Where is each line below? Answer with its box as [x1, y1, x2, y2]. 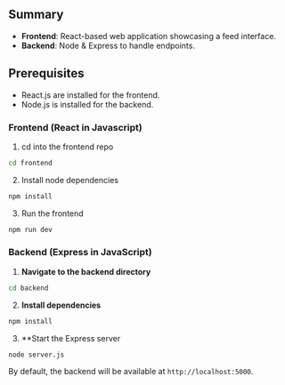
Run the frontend [20, 208, 84, 219]
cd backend [8, 284, 49, 293]
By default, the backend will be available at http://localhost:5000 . [8, 366, 254, 377]
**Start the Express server [20, 333, 121, 343]
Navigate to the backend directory [20, 266, 151, 277]
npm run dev [8, 225, 53, 234]
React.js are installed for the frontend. [20, 89, 160, 100]
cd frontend [8, 158, 53, 167]
